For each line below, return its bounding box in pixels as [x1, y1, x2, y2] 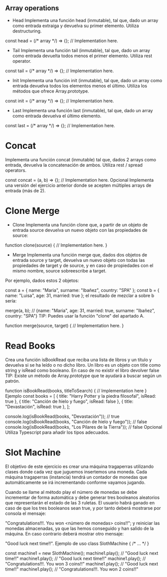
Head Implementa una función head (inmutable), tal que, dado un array [12, 17, 159, 23]
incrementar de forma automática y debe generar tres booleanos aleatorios [5, 494, 160, 500]
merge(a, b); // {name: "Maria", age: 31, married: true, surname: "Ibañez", [5, 308, 156, 314]
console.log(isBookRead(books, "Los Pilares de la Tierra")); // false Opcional [5, 424, 163, 430]
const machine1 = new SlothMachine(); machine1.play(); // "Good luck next [5, 550, 159, 556]
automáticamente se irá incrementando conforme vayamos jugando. [5, 479, 146, 485]
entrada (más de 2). [5, 187, 46, 193]
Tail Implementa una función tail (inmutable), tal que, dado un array [12, 47, 151, 53]
